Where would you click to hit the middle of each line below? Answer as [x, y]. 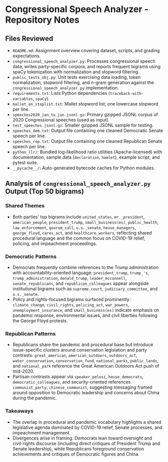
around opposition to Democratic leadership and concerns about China [86, 393]
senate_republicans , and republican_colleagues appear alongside [80, 283]
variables [23, 99]
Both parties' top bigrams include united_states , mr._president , [78, 216]
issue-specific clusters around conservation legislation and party [79, 350]
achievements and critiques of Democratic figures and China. [76, 454]
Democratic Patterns [31, 256]
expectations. [27, 56]
